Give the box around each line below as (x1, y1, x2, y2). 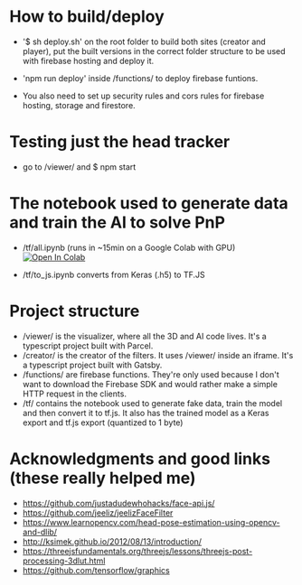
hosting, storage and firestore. (22, 99, 136, 110)
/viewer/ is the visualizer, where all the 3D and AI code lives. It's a (22, 330, 267, 341)
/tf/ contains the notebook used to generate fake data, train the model (22, 397, 283, 408)
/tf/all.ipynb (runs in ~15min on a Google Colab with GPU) (22, 242, 236, 253)
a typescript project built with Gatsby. (22, 359, 163, 370)
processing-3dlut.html (22, 555, 106, 566)
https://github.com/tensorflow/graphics (22, 564, 170, 575)
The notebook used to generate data (9, 193, 289, 214)
